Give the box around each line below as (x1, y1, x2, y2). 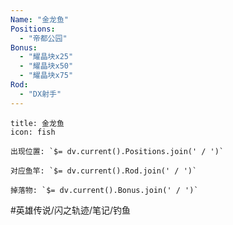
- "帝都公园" (19, 33, 68, 43)
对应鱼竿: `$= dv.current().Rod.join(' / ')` (10, 166, 198, 176)
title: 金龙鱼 (10, 118, 65, 128)
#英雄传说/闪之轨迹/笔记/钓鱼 (10, 204, 132, 216)
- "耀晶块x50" (19, 61, 74, 71)
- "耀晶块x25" (19, 52, 74, 62)
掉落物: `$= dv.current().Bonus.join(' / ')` (10, 185, 199, 195)
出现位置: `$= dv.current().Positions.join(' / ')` (10, 146, 225, 156)
